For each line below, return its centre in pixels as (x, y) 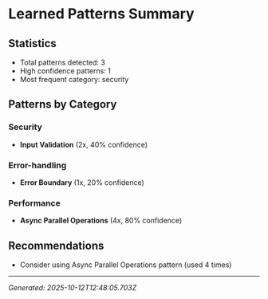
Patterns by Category (63, 104)
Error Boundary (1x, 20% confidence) (82, 182)
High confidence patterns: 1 (65, 71)
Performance (35, 203)
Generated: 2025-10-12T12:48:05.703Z (73, 288)
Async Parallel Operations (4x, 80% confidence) (101, 221)
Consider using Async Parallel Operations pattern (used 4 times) (126, 265)
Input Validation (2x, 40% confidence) (84, 144)
